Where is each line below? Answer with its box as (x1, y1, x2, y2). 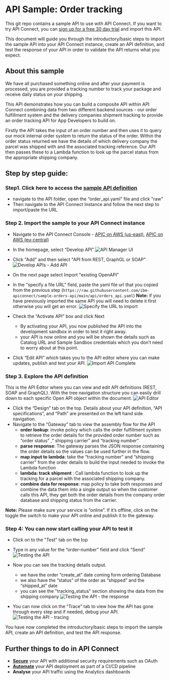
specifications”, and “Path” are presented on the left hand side (12, 411, 143, 417)
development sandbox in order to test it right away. (20, 328, 127, 335)
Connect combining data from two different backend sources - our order (5, 106, 157, 113)
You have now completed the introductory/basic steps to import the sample (5, 624, 163, 631)
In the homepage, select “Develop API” (12, 246, 94, 253)
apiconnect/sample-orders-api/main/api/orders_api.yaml (12, 293, 133, 298)
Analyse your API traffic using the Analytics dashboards (12, 669, 130, 675)
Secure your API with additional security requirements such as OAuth (12, 658, 158, 664)
